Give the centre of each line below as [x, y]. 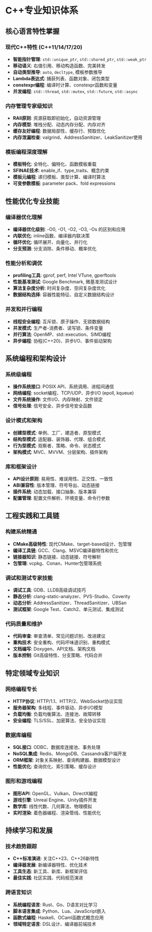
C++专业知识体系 [42, 11]
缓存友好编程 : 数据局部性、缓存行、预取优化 [59, 131]
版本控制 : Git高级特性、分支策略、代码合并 [58, 655]
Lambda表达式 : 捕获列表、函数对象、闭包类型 [61, 78]
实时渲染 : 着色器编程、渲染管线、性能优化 [57, 813]
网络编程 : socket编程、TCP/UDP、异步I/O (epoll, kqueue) [73, 393]
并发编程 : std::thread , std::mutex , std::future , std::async [75, 91]
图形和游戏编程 [24, 781]
